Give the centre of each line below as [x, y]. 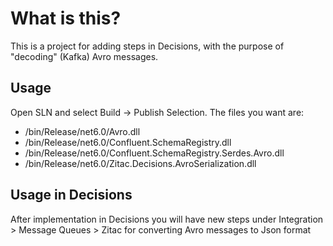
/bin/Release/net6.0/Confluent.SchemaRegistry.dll [128, 142]
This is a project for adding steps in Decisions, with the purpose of [147, 46]
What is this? [66, 18]
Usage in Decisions [71, 195]
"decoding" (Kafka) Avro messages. [84, 56]
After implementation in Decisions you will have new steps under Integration [167, 219]
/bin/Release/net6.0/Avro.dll [82, 131]
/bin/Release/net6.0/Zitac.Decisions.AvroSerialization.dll [140, 163]
